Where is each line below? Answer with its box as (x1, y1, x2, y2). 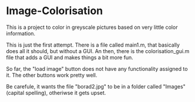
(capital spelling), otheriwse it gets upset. (6, 89, 106, 96)
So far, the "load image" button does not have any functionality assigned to (6, 65, 188, 72)
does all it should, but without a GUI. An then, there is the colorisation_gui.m (6, 47, 190, 54)
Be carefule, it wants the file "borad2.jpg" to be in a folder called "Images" (6, 83, 186, 90)
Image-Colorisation (6, 4, 103, 18)
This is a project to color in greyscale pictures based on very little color (6, 24, 178, 31)
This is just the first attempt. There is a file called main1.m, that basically (6, 41, 180, 48)
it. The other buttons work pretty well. (6, 71, 97, 78)
